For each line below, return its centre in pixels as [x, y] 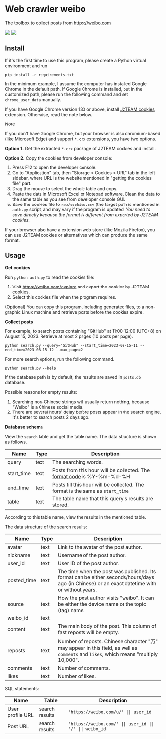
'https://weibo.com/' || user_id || [111, 724]
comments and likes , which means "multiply [108, 654]
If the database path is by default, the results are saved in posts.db [73, 377]
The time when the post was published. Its [107, 571]
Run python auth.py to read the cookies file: [50, 277]
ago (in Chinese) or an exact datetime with [107, 583]
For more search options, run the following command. [60, 359]
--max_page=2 [69, 350]
